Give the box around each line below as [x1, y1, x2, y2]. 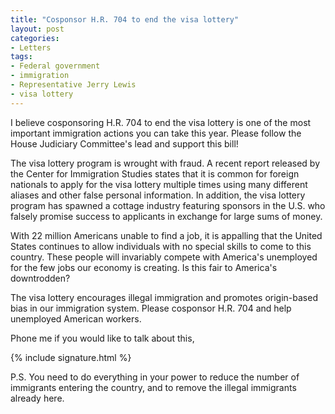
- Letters [10, 42, 52, 53]
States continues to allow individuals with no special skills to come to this [10, 240, 312, 252]
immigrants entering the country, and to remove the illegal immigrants [10, 381, 297, 393]
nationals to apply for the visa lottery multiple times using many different [10, 178, 308, 190]
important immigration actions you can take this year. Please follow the [10, 127, 302, 139]
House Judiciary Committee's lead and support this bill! [10, 137, 239, 150]
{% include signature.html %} [10, 351, 132, 363]
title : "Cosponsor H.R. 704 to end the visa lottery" [10, 14, 240, 25]
